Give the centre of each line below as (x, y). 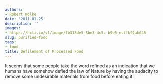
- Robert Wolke (21, 14)
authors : (14, 10)
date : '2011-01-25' (25, 19)
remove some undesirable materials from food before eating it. (69, 76)
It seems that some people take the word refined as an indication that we (80, 66)
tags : (11, 42)
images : (13, 28)
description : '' (22, 24)
